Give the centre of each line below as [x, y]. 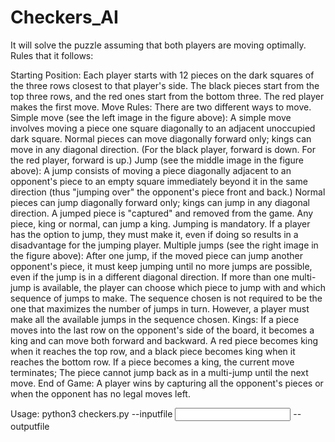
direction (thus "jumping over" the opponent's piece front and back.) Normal [168, 192]
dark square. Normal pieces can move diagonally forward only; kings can [161, 138]
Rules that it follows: [52, 55]
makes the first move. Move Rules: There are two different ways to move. [161, 107]
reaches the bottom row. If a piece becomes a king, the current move [152, 362]
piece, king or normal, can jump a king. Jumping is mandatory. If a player [160, 223]
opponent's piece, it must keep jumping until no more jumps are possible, [161, 266]
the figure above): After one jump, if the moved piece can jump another [156, 255]
